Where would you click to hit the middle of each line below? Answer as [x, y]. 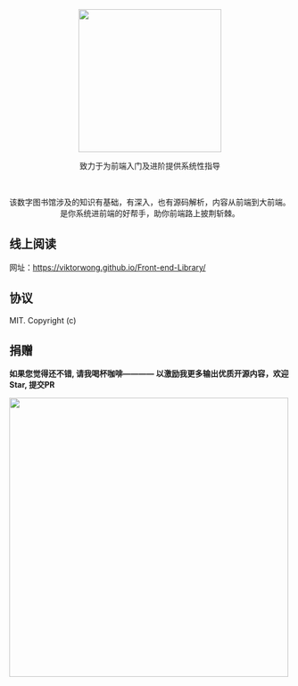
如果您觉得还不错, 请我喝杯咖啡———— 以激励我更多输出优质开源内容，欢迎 [149, 373]
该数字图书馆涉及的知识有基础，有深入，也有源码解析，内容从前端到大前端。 [150, 202]
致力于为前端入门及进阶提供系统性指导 [150, 166]
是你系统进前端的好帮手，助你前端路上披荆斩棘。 [150, 213]
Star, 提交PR [32, 385]
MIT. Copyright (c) [43, 320]
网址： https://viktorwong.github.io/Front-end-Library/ [108, 267]
